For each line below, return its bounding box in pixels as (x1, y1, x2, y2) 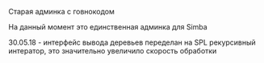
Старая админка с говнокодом (8, 7, 115, 16)
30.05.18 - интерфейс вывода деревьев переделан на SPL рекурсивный (8, 37, 256, 47)
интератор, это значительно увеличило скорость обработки (8, 46, 217, 55)
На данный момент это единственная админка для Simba (8, 22, 207, 31)
